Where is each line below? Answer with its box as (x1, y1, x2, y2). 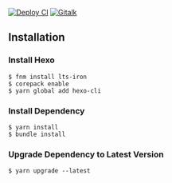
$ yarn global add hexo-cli (8, 86, 102, 95)
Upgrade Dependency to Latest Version (8, 149, 165, 160)
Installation (8, 30, 65, 44)
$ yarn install (8, 123, 59, 131)
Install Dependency (8, 105, 85, 116)
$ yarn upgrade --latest (8, 167, 91, 175)
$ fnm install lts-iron (8, 73, 88, 81)
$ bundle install (8, 130, 66, 138)
